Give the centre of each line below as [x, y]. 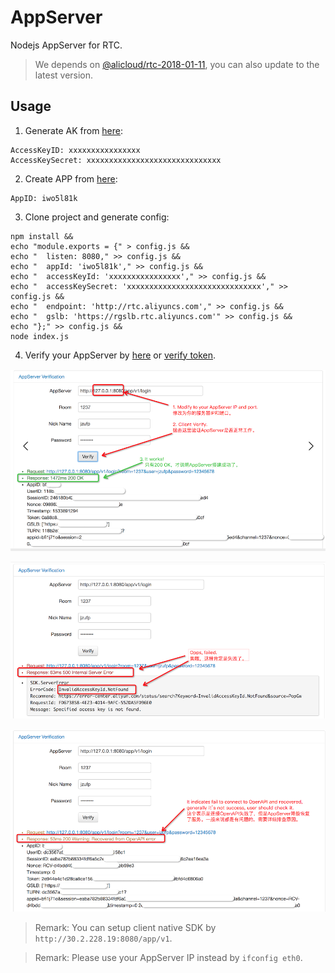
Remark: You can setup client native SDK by [125, 927]
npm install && [42, 236]
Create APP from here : [71, 178]
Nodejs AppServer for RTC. [66, 45]
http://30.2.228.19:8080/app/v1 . [103, 938]
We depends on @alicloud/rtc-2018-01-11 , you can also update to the [177, 64]
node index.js [40, 336]
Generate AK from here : [74, 130]
